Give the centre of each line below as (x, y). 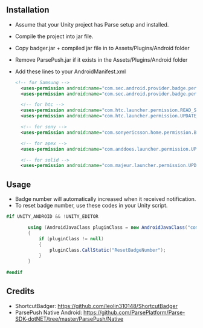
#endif (14, 272)
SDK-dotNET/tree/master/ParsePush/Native (69, 319)
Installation (28, 10)
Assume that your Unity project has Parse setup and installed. (92, 24)
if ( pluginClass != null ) (71, 238)
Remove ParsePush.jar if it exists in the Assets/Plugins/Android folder (101, 59)
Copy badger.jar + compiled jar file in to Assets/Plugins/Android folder (102, 48)
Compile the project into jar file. (54, 36)
